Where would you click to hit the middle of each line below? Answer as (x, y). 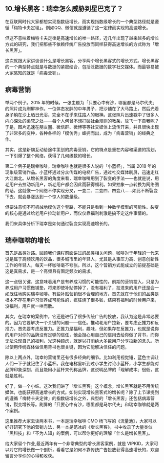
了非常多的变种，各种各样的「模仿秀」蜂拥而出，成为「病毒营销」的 (73, 133)
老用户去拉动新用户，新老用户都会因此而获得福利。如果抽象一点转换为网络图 (82, 184)
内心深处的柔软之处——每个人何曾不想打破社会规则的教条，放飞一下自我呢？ (82, 121)
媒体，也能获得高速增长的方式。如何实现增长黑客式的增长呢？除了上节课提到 (82, 392)
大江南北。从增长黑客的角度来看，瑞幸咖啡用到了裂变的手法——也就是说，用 (82, 178)
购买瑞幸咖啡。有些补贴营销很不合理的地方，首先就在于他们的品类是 (90, 294)
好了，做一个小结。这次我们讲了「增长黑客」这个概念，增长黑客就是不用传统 (82, 386)
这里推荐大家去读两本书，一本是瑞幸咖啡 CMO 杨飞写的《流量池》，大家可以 (81, 421)
